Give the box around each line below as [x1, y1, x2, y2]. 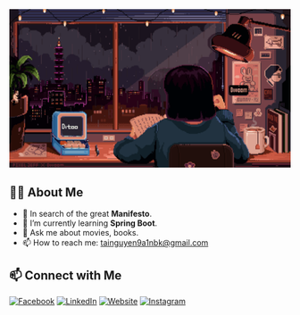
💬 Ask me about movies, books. [21, 228, 139, 238]
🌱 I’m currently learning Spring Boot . [21, 218, 158, 228]
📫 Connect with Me [9, 268, 122, 283]
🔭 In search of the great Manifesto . [21, 209, 153, 220]
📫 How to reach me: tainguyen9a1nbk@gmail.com [21, 237, 209, 248]
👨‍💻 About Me [9, 185, 84, 200]
